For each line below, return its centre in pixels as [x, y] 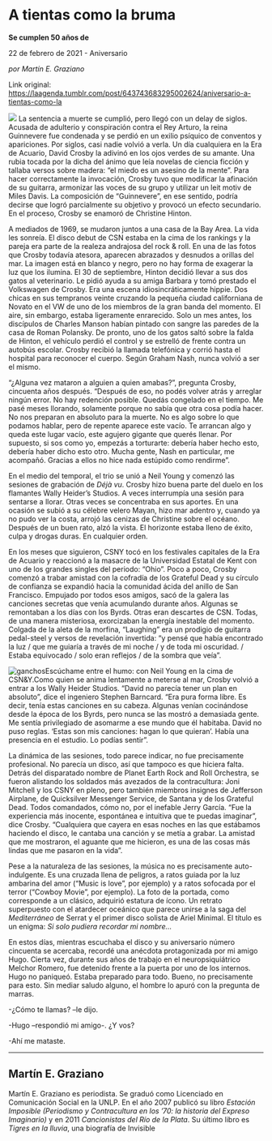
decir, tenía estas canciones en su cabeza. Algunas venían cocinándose [128, 705]
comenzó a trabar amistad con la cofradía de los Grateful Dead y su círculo [134, 577]
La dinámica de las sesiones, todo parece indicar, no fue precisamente [126, 755]
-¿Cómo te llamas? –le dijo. [53, 1009]
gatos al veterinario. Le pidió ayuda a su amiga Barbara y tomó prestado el [132, 281]
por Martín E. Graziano [47, 69]
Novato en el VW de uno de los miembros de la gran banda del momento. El [135, 307]
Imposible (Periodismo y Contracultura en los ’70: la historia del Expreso [129, 1111]
